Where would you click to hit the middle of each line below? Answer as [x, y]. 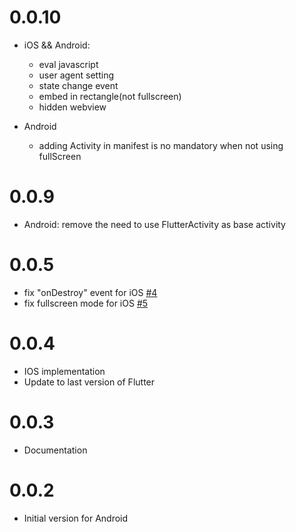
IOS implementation [64, 371]
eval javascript [68, 64]
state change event [78, 85]
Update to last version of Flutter [89, 382]
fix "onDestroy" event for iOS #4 [90, 292]
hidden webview [72, 107]
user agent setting [76, 75]
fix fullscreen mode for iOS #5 [86, 303]
